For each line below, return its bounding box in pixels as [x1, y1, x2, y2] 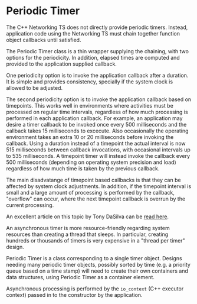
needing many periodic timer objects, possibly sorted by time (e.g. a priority [6, 261, 191, 268]
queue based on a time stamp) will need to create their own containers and [6, 267, 189, 274]
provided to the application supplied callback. [6, 60, 117, 67]
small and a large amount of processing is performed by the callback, [6, 189, 175, 196]
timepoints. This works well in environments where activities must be [6, 102, 174, 109]
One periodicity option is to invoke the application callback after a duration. [6, 72, 189, 79]
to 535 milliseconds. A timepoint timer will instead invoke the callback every [6, 152, 191, 159]
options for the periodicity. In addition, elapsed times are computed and [6, 54, 180, 61]
